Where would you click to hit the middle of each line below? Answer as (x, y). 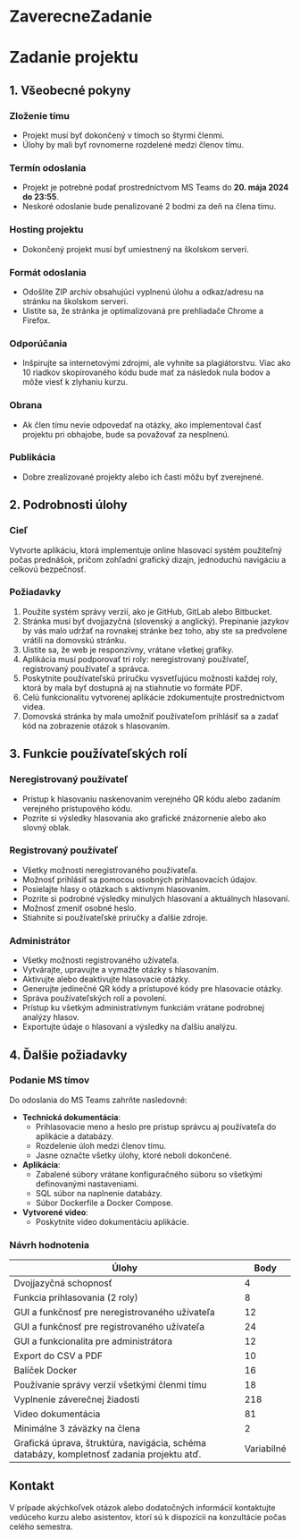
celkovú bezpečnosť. (48, 569)
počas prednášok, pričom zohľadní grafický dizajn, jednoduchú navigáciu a (148, 559)
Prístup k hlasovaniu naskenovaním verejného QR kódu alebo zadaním (151, 799)
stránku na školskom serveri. (75, 301)
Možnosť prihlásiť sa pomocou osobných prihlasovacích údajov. (139, 880)
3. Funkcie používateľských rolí (98, 754)
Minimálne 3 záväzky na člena (77, 1429)
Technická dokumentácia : (71, 1117)
